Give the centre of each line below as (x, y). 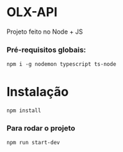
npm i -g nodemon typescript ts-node (61, 64)
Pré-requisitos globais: (46, 50)
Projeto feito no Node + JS (45, 32)
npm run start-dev (33, 143)
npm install (24, 111)
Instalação (38, 92)
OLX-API (32, 12)
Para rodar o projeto (41, 128)
